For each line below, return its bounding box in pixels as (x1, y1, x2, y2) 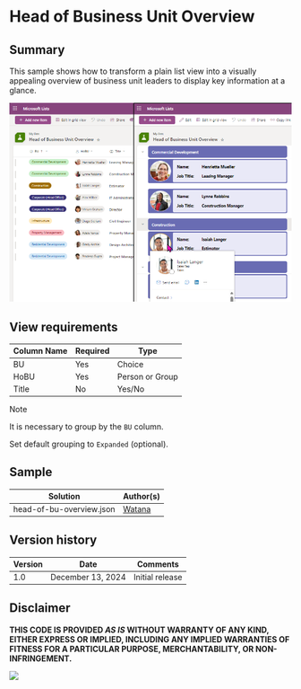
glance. (9, 85, 38, 95)
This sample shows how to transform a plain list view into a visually (9, 66, 257, 76)
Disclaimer (9, 600, 71, 616)
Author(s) (122, 491, 160, 501)
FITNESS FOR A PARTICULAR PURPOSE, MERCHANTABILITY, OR (9, 643, 254, 654)
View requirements (9, 319, 118, 334)
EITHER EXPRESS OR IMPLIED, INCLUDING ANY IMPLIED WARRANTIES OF (9, 633, 290, 644)
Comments (137, 559, 179, 570)
